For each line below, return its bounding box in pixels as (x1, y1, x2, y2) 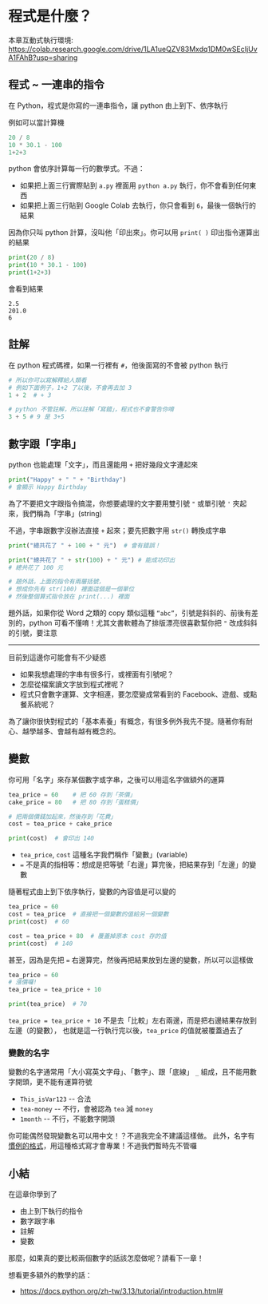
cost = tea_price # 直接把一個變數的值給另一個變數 (8, 910, 169, 919)
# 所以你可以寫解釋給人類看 (8, 376, 88, 384)
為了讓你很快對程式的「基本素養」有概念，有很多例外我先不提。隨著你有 (8, 717, 246, 726)
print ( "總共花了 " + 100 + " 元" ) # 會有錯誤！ (8, 541, 161, 550)
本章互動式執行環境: (8, 35, 74, 45)
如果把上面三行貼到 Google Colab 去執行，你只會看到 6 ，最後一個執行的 (19, 201, 257, 210)
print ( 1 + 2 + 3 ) (8, 268, 52, 276)
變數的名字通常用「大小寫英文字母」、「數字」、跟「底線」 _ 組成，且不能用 (8, 1067, 250, 1077)
